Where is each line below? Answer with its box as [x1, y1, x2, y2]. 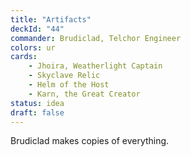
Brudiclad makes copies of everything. [10, 135, 170, 147]
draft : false [10, 107, 65, 118]
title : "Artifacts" [10, 14, 92, 25]
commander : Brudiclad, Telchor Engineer [10, 33, 182, 43]
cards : [10, 52, 38, 62]
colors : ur [10, 42, 56, 53]
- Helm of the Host [28, 80, 110, 90]
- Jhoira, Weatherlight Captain [28, 61, 163, 71]
